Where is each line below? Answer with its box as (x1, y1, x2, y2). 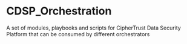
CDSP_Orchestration (6, 4, 112, 18)
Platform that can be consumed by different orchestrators (6, 30, 150, 37)
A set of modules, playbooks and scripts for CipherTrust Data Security (6, 24, 182, 31)
